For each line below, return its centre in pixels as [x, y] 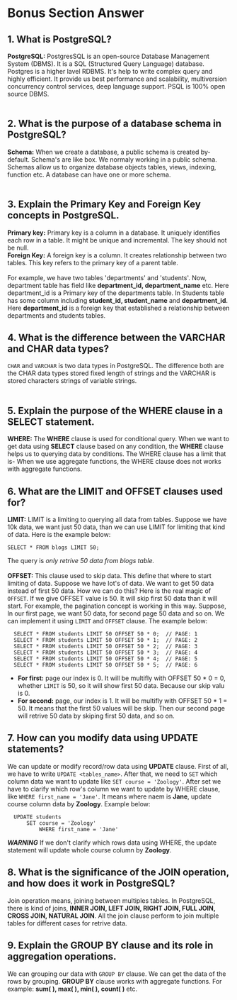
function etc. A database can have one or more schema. [89, 174]
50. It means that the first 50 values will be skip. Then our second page [121, 709]
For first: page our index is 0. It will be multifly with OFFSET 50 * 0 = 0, [121, 678]
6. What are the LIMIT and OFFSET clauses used [115, 491]
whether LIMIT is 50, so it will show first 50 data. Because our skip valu [121, 686]
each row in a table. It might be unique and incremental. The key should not [117, 240]
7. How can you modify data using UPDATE [103, 738]
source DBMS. [28, 94]
